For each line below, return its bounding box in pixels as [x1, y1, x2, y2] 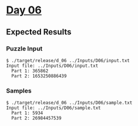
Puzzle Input [6, 45, 43, 53]
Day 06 [6, 4, 42, 17]
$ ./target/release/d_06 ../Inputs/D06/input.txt [6, 57, 130, 63]
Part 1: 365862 [11, 68, 49, 74]
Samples [6, 86, 32, 94]
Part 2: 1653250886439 [11, 73, 67, 79]
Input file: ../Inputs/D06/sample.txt [6, 105, 101, 111]
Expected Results [6, 27, 72, 37]
